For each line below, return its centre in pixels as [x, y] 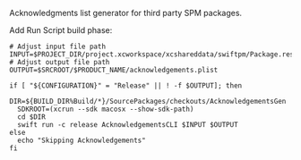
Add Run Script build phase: [61, 30]
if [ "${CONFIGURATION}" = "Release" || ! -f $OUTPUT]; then [126, 86]
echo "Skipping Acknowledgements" [82, 140]
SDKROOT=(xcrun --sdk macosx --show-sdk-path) [106, 109]
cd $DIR [32, 117]
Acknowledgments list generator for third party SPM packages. [126, 13]
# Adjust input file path [57, 46]
